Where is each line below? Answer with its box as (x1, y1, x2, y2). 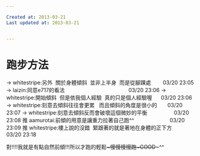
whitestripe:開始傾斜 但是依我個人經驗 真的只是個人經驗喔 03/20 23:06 (6, 94, 193, 101)
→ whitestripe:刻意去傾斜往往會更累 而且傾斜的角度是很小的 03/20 (6, 102, 183, 109)
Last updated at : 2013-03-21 (6, 19, 80, 26)
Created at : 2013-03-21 (6, 14, 66, 20)
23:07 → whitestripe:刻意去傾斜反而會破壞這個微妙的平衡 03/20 (6, 109, 189, 116)
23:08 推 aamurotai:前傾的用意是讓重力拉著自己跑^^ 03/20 (6, 117, 185, 124)
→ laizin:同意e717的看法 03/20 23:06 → (6, 87, 167, 94)
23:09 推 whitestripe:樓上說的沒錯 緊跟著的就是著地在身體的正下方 (6, 124, 172, 131)
